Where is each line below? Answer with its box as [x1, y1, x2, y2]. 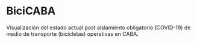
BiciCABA [6, 4, 56, 18]
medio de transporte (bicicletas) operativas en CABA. [6, 30, 139, 37]
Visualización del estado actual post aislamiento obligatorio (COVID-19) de [6, 24, 191, 31]
